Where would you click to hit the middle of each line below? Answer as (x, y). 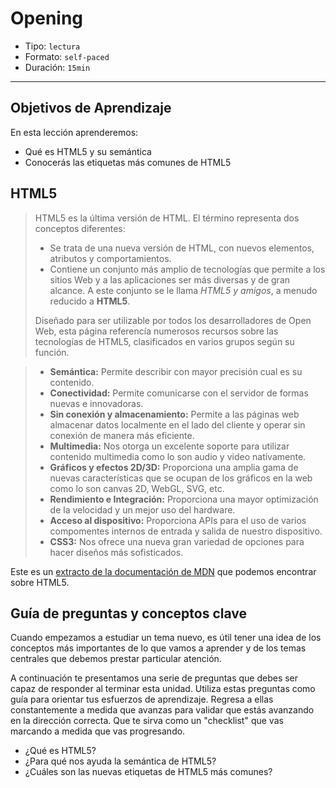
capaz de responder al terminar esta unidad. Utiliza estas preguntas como (163, 689)
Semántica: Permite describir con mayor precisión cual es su (176, 371)
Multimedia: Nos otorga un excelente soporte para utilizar (169, 446)
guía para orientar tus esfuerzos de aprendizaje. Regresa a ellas (142, 699)
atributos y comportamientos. (110, 258)
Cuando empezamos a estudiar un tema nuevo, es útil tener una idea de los (166, 638)
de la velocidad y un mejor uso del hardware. (142, 509)
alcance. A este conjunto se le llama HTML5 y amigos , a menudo (183, 290)
